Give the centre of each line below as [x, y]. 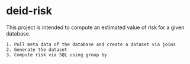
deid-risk [29, 11]
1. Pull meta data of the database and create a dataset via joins [91, 44]
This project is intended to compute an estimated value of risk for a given [95, 27]
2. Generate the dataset [37, 49]
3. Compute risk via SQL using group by [57, 55]
